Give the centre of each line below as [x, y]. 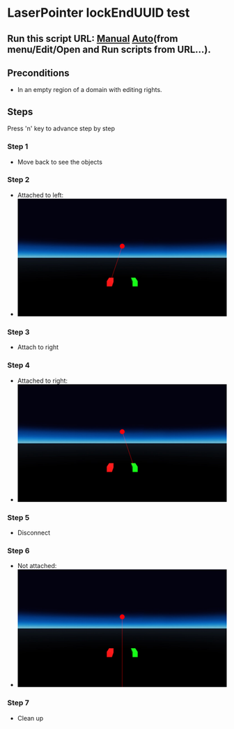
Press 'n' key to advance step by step [61, 129]
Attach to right [38, 347]
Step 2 [18, 180]
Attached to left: [40, 195]
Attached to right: [42, 381]
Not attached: [37, 566]
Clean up [30, 718]
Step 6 [18, 551]
